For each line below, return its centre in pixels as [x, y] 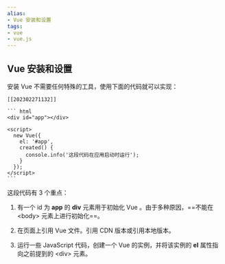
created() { [36, 147]
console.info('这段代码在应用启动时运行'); [82, 155]
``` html [20, 111]
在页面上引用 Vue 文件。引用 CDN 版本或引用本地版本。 [96, 230]
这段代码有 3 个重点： [38, 192]
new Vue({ [27, 135]
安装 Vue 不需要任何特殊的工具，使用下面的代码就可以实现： [93, 86]
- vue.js [20, 39]
